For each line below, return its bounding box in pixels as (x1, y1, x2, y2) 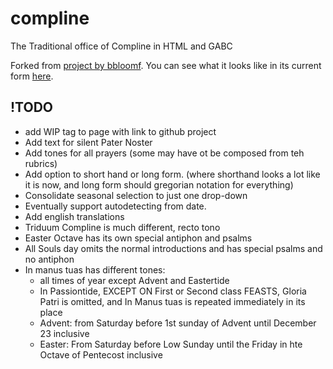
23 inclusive (39, 327, 90, 339)
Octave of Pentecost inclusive (39, 348, 163, 361)
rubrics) (24, 157, 58, 169)
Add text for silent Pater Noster (24, 136, 153, 148)
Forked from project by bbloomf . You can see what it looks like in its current (10, 59, 322, 71)
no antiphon (24, 253, 75, 265)
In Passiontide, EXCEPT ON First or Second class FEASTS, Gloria (39, 285, 307, 297)
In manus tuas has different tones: (24, 263, 166, 276)
